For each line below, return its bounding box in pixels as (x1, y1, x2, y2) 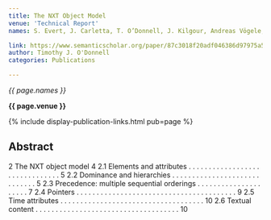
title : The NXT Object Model (8, 11, 106, 20)
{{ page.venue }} (8, 102, 67, 110)
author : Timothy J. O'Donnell (8, 49, 110, 57)
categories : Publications (8, 56, 95, 64)
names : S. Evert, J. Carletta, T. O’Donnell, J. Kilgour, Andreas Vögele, (8, 27, 265, 35)
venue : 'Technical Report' (8, 19, 99, 27)
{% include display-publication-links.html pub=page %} (8, 117, 194, 126)
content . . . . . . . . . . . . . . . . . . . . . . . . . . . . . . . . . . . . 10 (8, 204, 188, 214)
